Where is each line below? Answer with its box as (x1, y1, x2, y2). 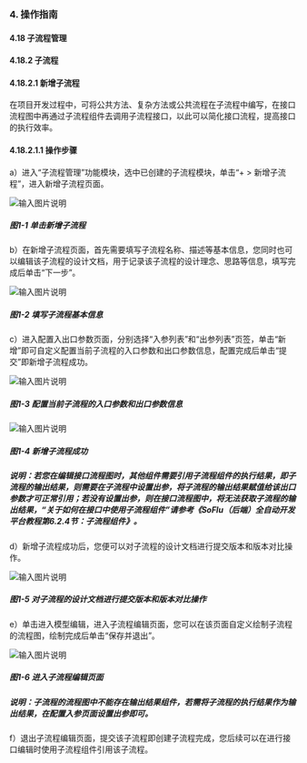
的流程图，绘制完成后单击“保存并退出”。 (9, 630, 161, 641)
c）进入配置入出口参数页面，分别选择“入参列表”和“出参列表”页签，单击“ (9, 334, 279, 345)
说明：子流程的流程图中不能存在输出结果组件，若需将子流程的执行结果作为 (9, 697, 288, 707)
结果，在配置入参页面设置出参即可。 (16, 707, 153, 718)
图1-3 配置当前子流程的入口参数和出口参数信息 (9, 399, 183, 410)
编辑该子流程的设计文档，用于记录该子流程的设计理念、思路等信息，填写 (16, 256, 288, 267)
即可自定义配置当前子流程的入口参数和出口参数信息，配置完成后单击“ (21, 345, 280, 356)
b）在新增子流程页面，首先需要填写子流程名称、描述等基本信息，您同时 (9, 244, 277, 256)
